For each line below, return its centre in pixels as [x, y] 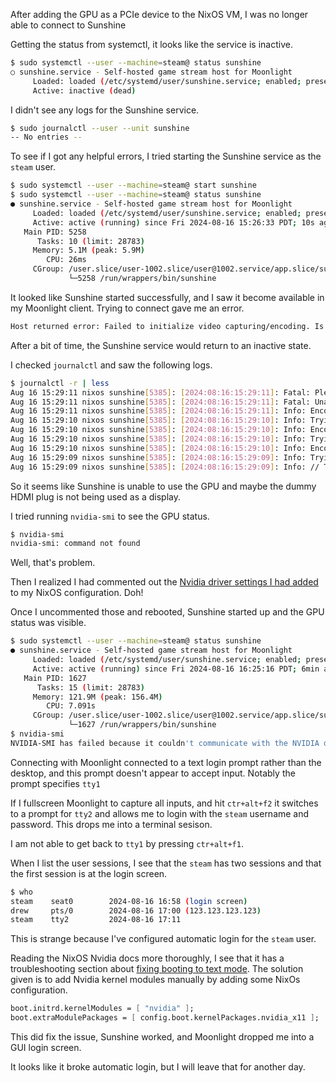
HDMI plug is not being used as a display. [96, 496]
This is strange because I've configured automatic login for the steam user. [163, 939]
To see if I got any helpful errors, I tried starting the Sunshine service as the [166, 156]
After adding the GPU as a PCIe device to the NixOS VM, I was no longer [159, 14]
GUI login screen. [46, 1047]
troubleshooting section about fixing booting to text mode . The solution [157, 969]
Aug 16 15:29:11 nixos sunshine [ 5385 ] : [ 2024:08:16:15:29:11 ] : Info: [158, 411]
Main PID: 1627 [55, 678]
